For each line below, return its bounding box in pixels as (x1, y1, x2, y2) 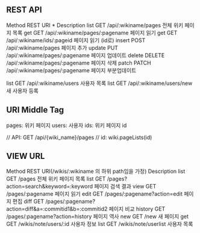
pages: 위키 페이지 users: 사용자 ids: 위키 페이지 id (6, 122, 127, 129)
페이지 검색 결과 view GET (94, 183, 157, 190)
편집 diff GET (12, 198, 45, 205)
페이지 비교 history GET (108, 205, 166, 213)
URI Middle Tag (6, 105, 64, 115)
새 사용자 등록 (6, 87, 39, 94)
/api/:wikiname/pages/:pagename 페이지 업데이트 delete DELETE (6, 51, 165, 59)
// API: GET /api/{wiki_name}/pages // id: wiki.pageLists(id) (6, 134, 152, 141)
